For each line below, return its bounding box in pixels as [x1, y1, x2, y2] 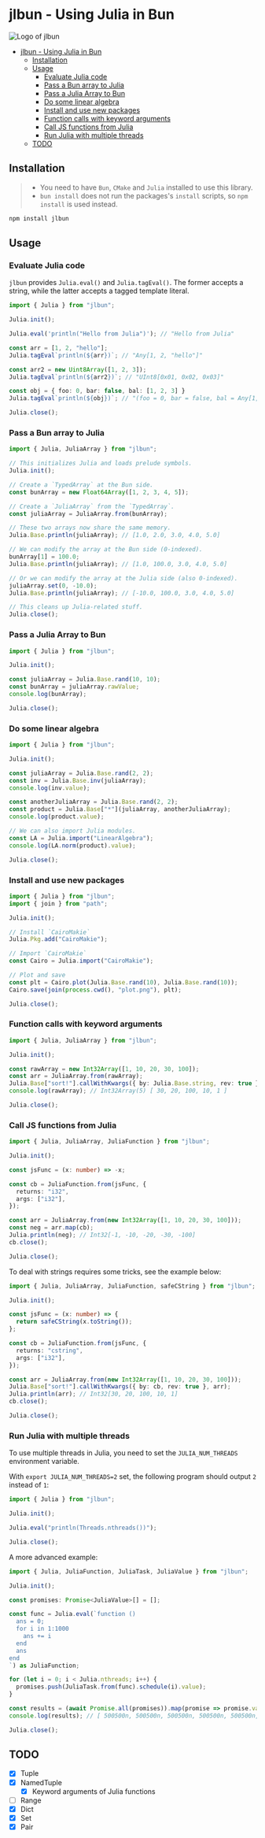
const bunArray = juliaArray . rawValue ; [9, 683, 140, 691]
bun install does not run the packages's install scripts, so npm [39, 191, 248, 200]
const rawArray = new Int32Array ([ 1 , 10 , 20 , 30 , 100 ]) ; [9, 1065, 200, 1073]
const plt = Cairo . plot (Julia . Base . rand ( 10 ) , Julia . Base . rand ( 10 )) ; [9, 978, 238, 986]
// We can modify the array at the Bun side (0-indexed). [9, 546, 203, 554]
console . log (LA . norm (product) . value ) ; [9, 841, 136, 850]
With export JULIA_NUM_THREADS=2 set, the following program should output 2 [9, 1472, 256, 1481]
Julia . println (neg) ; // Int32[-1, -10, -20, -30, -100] [9, 1231, 196, 1240]
